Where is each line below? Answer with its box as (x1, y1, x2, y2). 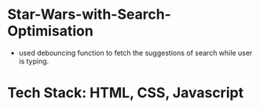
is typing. (18, 56, 49, 66)
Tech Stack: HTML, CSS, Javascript (7, 84, 244, 102)
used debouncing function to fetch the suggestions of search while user (18, 48, 253, 57)
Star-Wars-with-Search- (7, 5, 172, 24)
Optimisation (7, 22, 93, 40)
